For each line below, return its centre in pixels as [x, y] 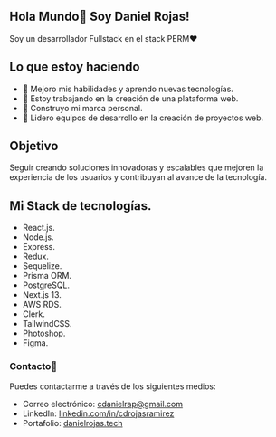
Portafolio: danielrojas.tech [73, 423]
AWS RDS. [42, 305]
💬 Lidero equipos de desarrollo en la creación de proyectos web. [143, 118]
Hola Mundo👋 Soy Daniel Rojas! [100, 17]
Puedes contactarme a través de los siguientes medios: [113, 386]
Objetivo [34, 146]
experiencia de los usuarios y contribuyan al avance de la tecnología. [138, 177]
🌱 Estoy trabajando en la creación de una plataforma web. [130, 98]
